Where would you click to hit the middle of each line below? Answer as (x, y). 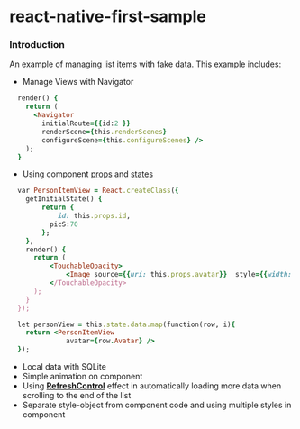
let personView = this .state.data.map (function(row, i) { (127, 324)
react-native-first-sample (108, 17)
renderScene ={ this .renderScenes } (105, 132)
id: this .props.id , (94, 216)
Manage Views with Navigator (78, 82)
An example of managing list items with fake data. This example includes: (145, 64)
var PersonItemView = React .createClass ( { (98, 191)
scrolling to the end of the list (77, 396)
